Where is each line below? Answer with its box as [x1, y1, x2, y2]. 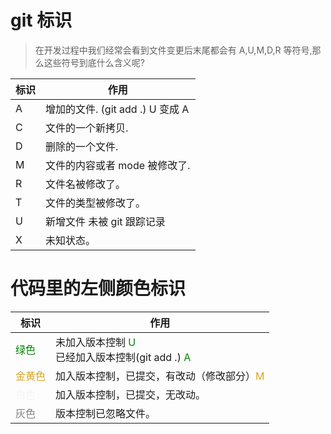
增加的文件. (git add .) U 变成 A [45, 102, 190, 116]
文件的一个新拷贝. [45, 121, 129, 135]
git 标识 [10, 9, 73, 32]
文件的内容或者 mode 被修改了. [45, 158, 191, 172]
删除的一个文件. [45, 139, 119, 153]
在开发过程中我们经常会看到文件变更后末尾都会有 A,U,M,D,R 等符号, [34, 44, 313, 56]
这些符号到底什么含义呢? [43, 56, 145, 68]
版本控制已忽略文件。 [55, 406, 157, 420]
